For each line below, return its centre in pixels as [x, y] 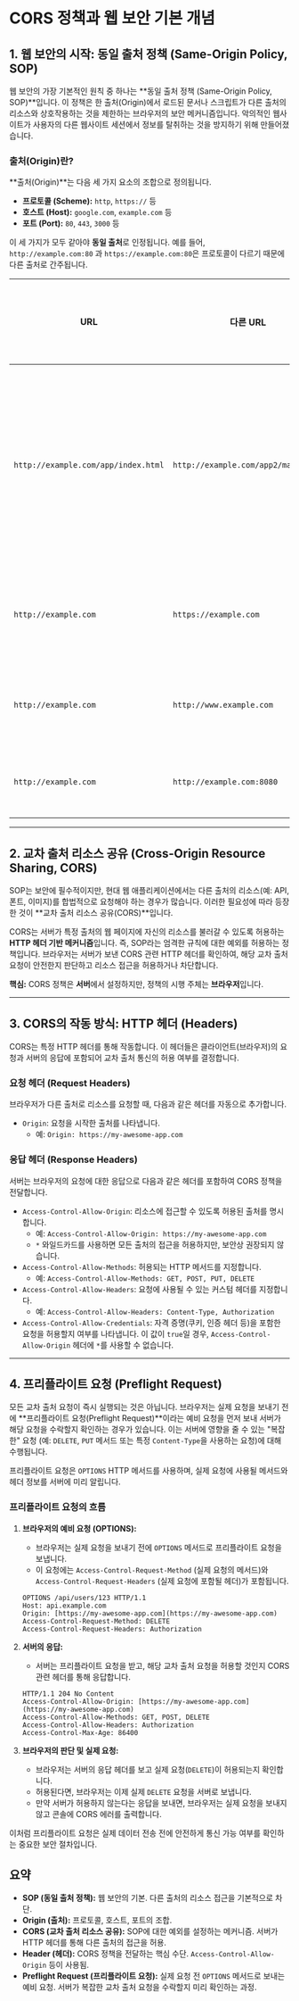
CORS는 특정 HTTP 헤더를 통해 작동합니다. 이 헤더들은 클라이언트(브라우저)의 [144, 1046]
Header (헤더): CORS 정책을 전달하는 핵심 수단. [105, 1954]
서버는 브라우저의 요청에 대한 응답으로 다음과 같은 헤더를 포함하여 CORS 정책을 [146, 1181]
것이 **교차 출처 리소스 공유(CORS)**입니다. [96, 913]
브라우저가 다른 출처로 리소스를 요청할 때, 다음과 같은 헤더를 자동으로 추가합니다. [148, 1104]
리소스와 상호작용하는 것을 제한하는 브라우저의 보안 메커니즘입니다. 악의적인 [140, 113]
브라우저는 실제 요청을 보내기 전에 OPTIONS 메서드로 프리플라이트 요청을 [158, 1547]
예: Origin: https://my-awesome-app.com [109, 1134]
